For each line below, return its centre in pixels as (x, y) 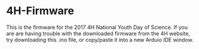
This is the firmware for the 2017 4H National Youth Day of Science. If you (97, 27)
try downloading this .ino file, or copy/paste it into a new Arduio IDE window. (100, 40)
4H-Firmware (40, 11)
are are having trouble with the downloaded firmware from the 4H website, (98, 33)
